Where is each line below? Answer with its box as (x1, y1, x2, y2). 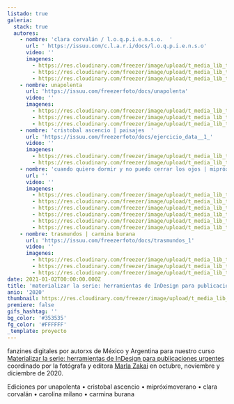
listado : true (7, 10, 49, 17)
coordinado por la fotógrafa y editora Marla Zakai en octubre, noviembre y (7, 362, 221, 370)
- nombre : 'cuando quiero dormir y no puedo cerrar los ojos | (19, 165, 208, 173)
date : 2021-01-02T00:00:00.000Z (7, 276, 101, 283)
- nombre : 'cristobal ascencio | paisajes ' (19, 127, 155, 134)
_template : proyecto (7, 327, 68, 334)
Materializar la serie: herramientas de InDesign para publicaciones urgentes (7, 354, 225, 362)
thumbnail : (7, 295, 39, 302)
